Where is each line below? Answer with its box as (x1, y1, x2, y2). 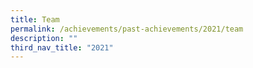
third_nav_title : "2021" (10, 42, 114, 53)
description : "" (10, 33, 78, 43)
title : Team (10, 14, 60, 25)
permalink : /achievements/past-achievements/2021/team (10, 24, 244, 34)
